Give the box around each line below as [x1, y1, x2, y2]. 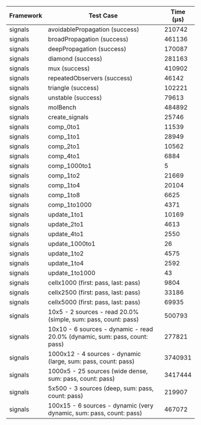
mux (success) [47, 64, 90, 73]
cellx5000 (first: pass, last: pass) [47, 298, 141, 306]
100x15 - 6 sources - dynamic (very [47, 402, 154, 409]
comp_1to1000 [47, 201, 92, 209]
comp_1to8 [47, 191, 81, 199]
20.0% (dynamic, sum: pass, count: [47, 333, 148, 340]
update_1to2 [47, 249, 84, 257]
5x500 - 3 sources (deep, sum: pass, [47, 384, 154, 392]
